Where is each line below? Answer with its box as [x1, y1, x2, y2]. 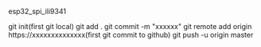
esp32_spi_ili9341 [8, 7, 66, 16]
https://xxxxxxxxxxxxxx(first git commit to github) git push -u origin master [8, 31, 254, 39]
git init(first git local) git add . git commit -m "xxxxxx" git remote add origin [8, 22, 252, 31]
